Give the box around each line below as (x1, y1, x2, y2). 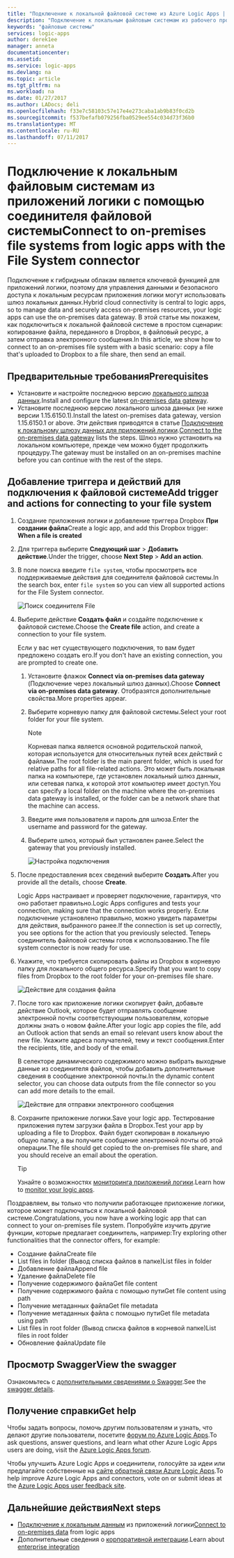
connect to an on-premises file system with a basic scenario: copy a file (7, 343, 214, 351)
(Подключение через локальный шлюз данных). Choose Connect (27, 679, 221, 687)
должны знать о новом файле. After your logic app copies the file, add (17, 1021, 221, 1029)
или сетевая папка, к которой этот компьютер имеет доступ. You (27, 779, 221, 787)
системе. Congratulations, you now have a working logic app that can (7, 1214, 207, 1222)
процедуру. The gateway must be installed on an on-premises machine (17, 449, 221, 456)
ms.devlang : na (7, 68, 52, 75)
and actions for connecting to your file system (7, 497, 212, 510)
